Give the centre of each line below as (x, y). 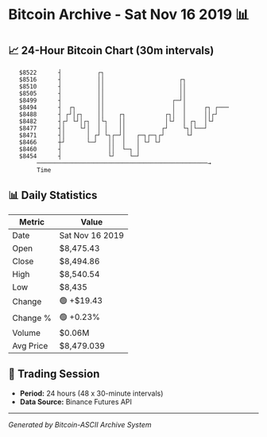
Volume (27, 333)
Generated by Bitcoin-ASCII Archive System (80, 424)
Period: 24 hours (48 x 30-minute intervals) (91, 393)
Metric (32, 221)
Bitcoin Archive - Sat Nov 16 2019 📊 (129, 15)
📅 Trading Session (54, 374)
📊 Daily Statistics (53, 195)
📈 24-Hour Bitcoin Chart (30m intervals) (111, 51)
